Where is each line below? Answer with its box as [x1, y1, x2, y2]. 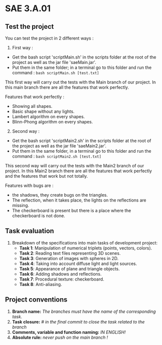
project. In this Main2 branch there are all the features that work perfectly [5, 168, 152, 174]
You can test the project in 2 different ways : [5, 35, 94, 41]
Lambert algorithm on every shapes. [12, 114, 85, 120]
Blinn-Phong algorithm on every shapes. [12, 119, 93, 124]
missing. [12, 203, 29, 208]
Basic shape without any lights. [12, 108, 74, 114]
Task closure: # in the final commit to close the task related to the [12, 319, 145, 325]
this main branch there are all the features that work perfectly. [5, 84, 129, 90]
